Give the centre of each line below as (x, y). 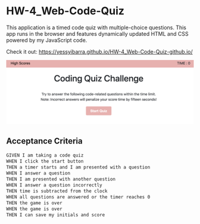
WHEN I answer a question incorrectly (54, 185)
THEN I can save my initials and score (56, 215)
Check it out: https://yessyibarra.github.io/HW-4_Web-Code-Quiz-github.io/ (100, 51)
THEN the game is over (34, 203)
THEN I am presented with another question (61, 179)
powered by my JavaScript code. (47, 40)
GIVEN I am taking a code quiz (45, 155)
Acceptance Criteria (44, 141)
